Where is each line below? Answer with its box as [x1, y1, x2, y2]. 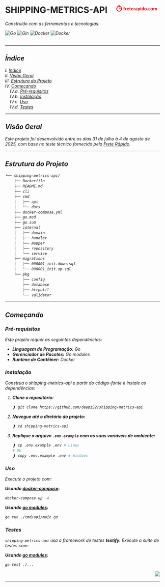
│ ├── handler [14, 235, 48, 240]
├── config [23, 277, 45, 282]
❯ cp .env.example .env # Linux [12, 443, 80, 448]
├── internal [14, 225, 41, 230]
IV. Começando [5, 83, 36, 89]
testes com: [5, 543, 29, 549]
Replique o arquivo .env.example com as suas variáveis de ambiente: [12, 433, 156, 439]
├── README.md [14, 184, 43, 189]
